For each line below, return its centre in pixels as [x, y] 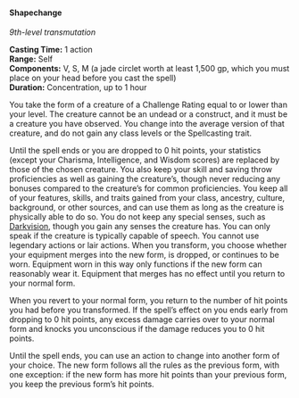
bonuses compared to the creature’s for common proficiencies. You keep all [149, 188]
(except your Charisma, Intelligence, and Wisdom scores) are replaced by [145, 160]
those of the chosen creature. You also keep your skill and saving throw [141, 170]
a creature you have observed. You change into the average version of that [147, 124]
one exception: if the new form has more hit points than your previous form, [148, 375]
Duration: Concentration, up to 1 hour [78, 87]
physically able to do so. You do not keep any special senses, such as [137, 217]
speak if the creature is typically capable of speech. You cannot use [134, 236]
